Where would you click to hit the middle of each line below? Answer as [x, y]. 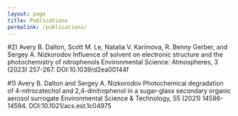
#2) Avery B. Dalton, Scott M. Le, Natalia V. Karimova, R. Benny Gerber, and [118, 47]
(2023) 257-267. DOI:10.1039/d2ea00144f [68, 70]
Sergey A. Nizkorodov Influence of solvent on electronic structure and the [115, 54]
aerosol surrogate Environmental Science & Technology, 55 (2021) [104, 98]
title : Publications [38, 21]
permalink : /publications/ [47, 27]
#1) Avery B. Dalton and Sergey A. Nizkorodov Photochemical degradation [115, 83]
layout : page [27, 14]
